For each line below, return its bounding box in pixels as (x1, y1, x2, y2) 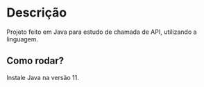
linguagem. (6, 35, 39, 43)
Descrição (6, 5, 67, 21)
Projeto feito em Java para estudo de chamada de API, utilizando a (6, 28, 197, 36)
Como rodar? (6, 55, 65, 67)
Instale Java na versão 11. (6, 73, 79, 81)
